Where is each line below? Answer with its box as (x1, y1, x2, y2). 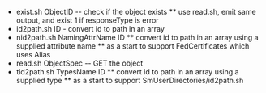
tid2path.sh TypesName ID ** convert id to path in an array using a (15, 67, 239, 76)
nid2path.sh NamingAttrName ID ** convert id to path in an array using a (15, 32, 259, 42)
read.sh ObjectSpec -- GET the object (15, 58, 144, 68)
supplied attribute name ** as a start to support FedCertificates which (15, 41, 250, 51)
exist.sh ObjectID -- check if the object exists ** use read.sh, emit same (15, 7, 257, 16)
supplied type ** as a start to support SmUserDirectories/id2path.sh (15, 76, 244, 85)
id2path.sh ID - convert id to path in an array (15, 24, 165, 33)
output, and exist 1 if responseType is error (15, 15, 160, 25)
